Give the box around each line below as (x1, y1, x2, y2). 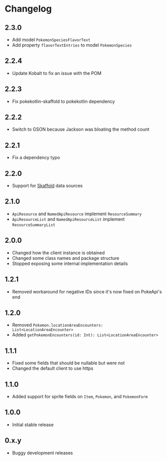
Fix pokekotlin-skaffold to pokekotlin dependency (12, 98, 115, 104)
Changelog (5, 3, 52, 15)
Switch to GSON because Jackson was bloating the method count (12, 126, 150, 132)
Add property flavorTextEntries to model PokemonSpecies (12, 42, 132, 48)
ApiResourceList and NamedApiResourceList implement (12, 216, 125, 222)
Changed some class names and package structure (12, 255, 120, 261)
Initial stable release (12, 421, 54, 428)
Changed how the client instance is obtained (12, 249, 105, 256)
